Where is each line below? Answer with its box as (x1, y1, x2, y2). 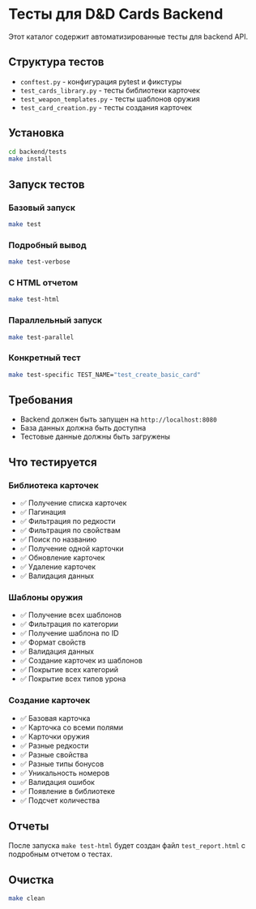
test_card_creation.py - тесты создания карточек (19, 102, 193, 112)
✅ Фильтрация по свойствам (19, 525, 122, 535)
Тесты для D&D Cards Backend (8, 5, 224, 24)
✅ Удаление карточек (19, 562, 96, 572)
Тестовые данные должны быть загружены (19, 431, 171, 442)
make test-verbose (8, 258, 70, 266)
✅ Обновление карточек (19, 553, 105, 563)
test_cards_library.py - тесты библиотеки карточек (19, 85, 201, 95)
